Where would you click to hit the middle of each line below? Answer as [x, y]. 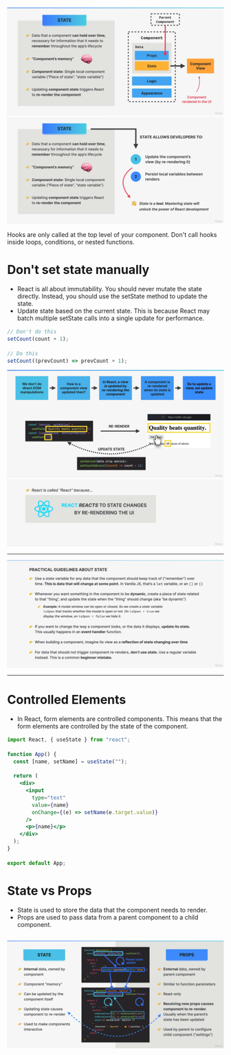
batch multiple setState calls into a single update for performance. [111, 318]
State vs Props [49, 891]
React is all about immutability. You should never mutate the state [110, 289]
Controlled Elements [67, 700]
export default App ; [37, 863]
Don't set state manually [78, 270]
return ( [26, 776]
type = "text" [49, 797]
